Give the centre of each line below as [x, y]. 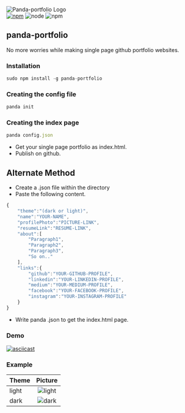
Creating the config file [41, 94]
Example [20, 365]
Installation [24, 66]
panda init [20, 107]
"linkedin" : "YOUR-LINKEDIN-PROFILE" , [76, 279]
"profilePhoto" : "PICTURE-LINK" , [58, 222]
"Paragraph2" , [46, 245]
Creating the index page [43, 123]
